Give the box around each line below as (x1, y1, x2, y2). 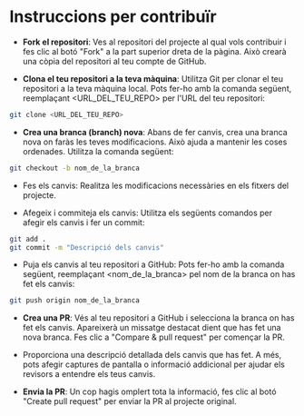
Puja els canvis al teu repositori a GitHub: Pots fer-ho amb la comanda (22, 259, 285, 270)
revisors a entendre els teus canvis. (22, 369, 156, 380)
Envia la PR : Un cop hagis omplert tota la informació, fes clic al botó (22, 386, 277, 397)
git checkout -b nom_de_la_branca (9, 163, 141, 173)
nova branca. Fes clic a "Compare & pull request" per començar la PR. (22, 332, 286, 342)
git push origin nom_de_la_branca (9, 296, 141, 305)
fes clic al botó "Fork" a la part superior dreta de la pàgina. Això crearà (22, 45, 288, 56)
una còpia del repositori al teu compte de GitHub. (22, 55, 207, 66)
